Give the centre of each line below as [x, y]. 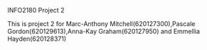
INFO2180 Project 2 [36, 10]
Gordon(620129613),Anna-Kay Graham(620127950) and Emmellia [104, 31]
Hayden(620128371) [37, 39]
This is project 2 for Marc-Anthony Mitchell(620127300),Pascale [101, 24]
